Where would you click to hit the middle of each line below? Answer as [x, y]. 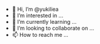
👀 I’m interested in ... [38, 15]
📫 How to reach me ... [40, 35]
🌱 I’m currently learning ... [44, 22]
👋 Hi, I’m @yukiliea [35, 9]
